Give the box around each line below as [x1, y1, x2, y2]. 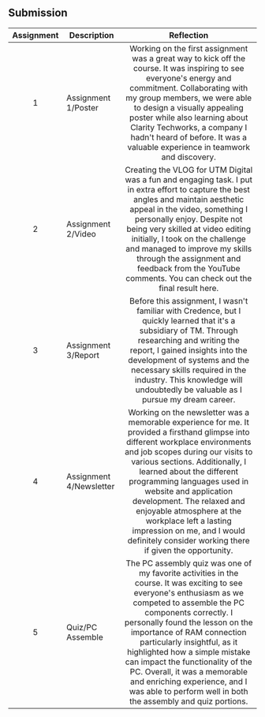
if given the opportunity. [144, 544, 233, 555]
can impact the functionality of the [125, 656, 252, 667]
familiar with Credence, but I [136, 305, 241, 316]
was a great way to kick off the [132, 53, 246, 64]
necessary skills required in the [131, 364, 247, 375]
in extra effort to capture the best [127, 184, 250, 195]
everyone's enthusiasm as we [133, 587, 244, 598]
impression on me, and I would [132, 525, 246, 536]
